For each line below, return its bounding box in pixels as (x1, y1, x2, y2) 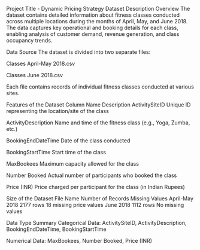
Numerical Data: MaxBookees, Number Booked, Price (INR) (6, 237, 153, 244)
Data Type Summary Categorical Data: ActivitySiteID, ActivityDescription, (6, 219, 187, 226)
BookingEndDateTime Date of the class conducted (6, 137, 131, 144)
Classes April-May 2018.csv (6, 60, 75, 67)
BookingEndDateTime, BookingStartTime (6, 225, 107, 233)
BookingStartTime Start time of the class (6, 149, 107, 156)
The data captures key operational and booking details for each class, (6, 24, 178, 31)
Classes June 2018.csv (6, 72, 63, 78)
